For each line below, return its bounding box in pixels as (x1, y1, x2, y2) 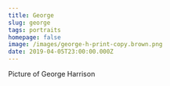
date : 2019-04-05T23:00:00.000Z (8, 48, 114, 56)
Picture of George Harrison (8, 70, 96, 78)
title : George (8, 11, 55, 20)
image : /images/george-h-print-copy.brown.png (8, 41, 163, 48)
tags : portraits (8, 26, 61, 34)
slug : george (8, 19, 51, 27)
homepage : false (8, 33, 61, 41)
